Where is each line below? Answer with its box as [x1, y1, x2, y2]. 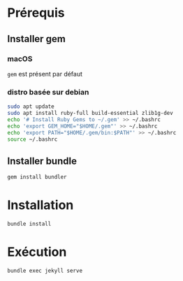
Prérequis [7, 5, 65, 21]
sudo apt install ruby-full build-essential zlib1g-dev [7, 110, 173, 117]
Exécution [7, 244, 67, 260]
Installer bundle [7, 155, 77, 167]
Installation [7, 198, 74, 213]
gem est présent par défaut [7, 69, 82, 78]
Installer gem [7, 33, 66, 45]
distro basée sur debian [7, 87, 89, 97]
